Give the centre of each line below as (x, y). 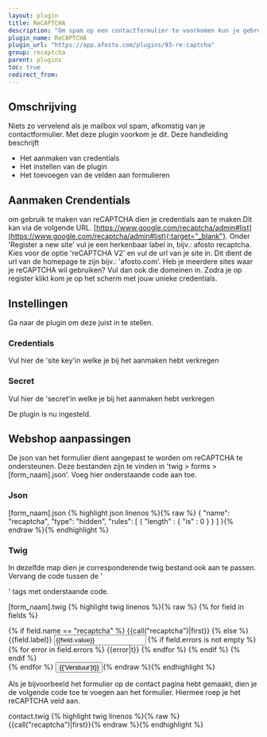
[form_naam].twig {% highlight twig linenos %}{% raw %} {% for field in (126, 607)
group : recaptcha (37, 52)
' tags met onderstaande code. (59, 592)
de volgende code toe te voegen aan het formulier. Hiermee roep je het (124, 692)
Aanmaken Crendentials (70, 200)
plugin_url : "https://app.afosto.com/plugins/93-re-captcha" (112, 45)
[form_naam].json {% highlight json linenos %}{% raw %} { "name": (119, 513)
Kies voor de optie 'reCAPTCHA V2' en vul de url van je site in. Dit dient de (130, 253)
